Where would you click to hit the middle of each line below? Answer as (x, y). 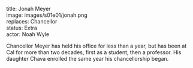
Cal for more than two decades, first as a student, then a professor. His (94, 52)
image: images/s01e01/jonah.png (47, 15)
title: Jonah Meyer (28, 9)
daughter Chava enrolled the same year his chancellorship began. (88, 59)
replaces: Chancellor (32, 21)
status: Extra (22, 28)
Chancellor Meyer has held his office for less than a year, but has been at (96, 46)
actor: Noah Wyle (28, 34)
